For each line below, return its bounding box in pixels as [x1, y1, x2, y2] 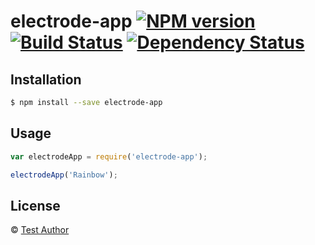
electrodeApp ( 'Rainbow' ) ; [10, 170, 118, 180]
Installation [10, 71, 82, 88]
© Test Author [10, 224, 70, 236]
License [10, 197, 61, 214]
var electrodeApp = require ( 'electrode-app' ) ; [10, 151, 208, 162]
